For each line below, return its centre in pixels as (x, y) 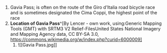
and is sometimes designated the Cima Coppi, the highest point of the (83, 13)
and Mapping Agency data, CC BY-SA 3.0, (54, 34)
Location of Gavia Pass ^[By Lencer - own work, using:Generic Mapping (86, 23)
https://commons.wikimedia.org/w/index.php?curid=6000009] (76, 39)
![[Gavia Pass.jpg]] (37, 45)
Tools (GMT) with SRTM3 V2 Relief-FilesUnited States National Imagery (85, 29)
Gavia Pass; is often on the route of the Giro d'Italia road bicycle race (82, 7)
